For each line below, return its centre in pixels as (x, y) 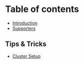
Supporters (24, 28)
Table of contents (42, 9)
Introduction (25, 23)
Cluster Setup (26, 56)
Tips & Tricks (26, 44)
